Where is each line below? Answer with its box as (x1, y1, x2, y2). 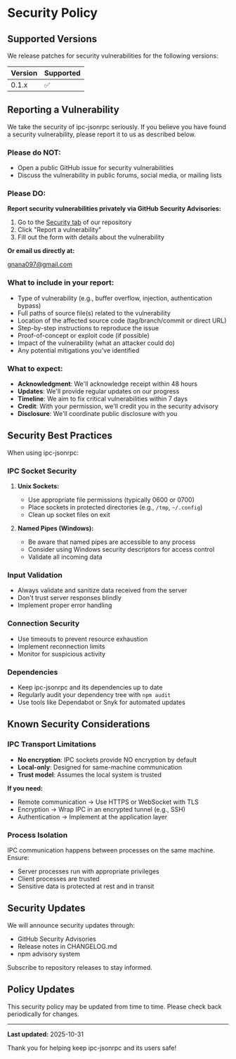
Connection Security (7, 618, 80, 628)
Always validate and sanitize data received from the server (17, 586, 188, 595)
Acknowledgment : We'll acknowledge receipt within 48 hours (17, 379, 198, 388)
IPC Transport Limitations (7, 739, 97, 749)
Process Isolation (7, 830, 68, 840)
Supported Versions (7, 33, 97, 45)
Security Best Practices (7, 430, 113, 442)
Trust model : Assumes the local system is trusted (17, 770, 162, 779)
